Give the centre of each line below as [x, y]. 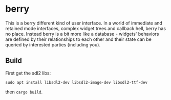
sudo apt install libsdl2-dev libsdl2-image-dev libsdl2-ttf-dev [76, 82]
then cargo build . [24, 92]
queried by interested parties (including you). [53, 44]
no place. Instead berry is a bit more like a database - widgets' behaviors [82, 34]
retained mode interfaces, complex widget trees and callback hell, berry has [86, 28]
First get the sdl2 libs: [28, 73]
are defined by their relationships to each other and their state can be [79, 39]
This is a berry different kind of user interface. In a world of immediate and [84, 23]
